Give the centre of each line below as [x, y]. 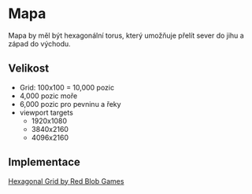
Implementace [44, 162]
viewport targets [46, 112]
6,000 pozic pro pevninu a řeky [70, 104]
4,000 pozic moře [48, 96]
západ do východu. [39, 43]
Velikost [29, 69]
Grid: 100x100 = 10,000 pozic [67, 87]
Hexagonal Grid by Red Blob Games [66, 181]
